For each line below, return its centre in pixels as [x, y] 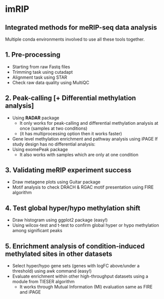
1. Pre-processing [33, 55]
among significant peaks [37, 231]
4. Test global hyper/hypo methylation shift [73, 208]
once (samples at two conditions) [53, 128]
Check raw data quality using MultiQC [51, 82]
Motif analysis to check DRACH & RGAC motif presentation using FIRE [83, 187]
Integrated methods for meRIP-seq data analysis [81, 27]
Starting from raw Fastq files [41, 67]
